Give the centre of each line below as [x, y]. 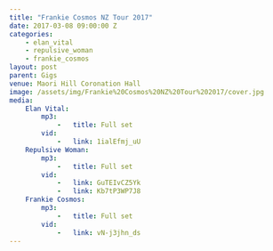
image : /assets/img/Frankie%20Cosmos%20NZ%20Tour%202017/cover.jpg [137, 92]
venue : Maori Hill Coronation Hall [75, 84]
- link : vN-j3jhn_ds [99, 232]
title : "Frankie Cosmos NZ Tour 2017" [81, 17]
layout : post [33, 68]
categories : [31, 34]
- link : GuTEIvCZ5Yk [99, 183]
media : [21, 100]
